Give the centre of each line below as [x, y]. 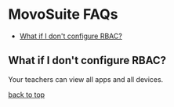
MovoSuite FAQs [63, 14]
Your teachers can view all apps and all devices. [86, 79]
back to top [27, 95]
